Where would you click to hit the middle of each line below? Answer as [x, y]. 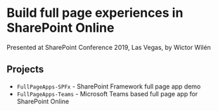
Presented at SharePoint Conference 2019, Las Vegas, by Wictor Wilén [109, 47]
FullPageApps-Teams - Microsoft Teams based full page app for [107, 93]
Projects [25, 69]
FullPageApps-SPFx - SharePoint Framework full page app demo [109, 86]
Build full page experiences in [95, 13]
